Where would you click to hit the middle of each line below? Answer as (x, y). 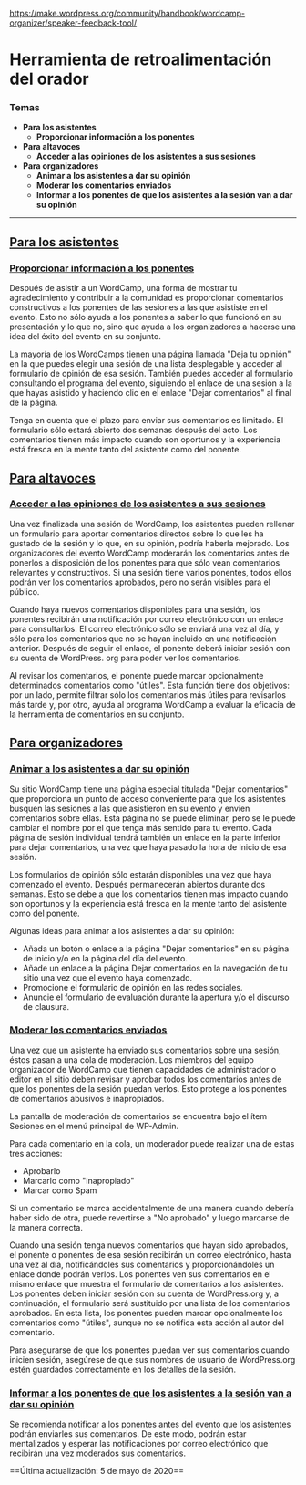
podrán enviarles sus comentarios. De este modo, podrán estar (128, 1434)
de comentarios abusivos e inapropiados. (87, 1098)
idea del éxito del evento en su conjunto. (85, 337)
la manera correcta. (46, 1227)
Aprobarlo (41, 1170)
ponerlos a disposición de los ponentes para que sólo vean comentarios (145, 562)
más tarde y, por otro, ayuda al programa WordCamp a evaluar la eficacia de (153, 704)
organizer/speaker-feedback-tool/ (73, 23)
